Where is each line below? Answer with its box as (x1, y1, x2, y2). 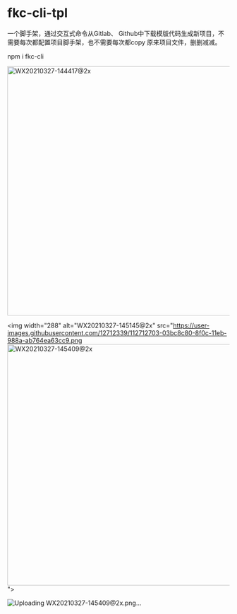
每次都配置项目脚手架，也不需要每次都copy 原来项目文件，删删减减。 (19, 37, 221, 47)
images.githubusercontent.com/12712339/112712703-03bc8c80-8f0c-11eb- (7, 328, 227, 337)
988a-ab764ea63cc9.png (7, 336, 83, 344)
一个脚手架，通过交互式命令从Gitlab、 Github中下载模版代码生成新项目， (7, 29, 219, 37)
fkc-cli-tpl (7, 5, 68, 21)
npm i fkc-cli (7, 52, 44, 61)
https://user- (172, 321, 210, 330)
